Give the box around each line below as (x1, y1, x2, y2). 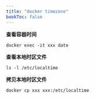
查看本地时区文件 (6, 53, 47, 60)
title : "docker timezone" (6, 8, 68, 15)
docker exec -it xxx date (6, 42, 68, 48)
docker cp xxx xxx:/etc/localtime (6, 87, 90, 93)
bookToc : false (6, 14, 43, 20)
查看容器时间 (6, 30, 36, 38)
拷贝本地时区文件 (6, 76, 47, 83)
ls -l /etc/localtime (6, 65, 59, 70)
